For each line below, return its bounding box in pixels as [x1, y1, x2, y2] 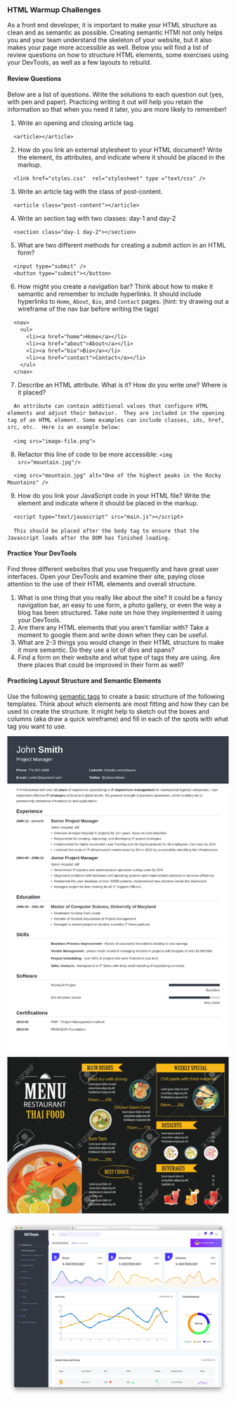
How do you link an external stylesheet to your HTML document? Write [17, 146, 223, 154]
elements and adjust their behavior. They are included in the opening [7, 409, 225, 416]
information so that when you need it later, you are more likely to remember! [7, 105, 227, 113]
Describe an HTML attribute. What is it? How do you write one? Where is [17, 380, 228, 389]
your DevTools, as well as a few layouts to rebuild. [7, 58, 152, 67]
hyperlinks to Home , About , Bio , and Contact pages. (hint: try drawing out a [17, 297, 229, 305]
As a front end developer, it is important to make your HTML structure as [7, 21, 217, 30]
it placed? [17, 388, 46, 397]
